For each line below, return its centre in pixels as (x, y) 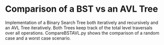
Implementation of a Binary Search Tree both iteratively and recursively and (82, 22)
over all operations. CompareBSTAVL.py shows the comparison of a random (82, 33)
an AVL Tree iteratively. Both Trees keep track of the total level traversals (79, 27)
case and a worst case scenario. (38, 38)
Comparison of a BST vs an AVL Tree (82, 9)
